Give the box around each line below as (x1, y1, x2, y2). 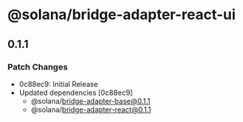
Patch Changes (7, 61, 69, 73)
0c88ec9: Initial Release (18, 79, 99, 89)
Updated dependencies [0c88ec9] (18, 88, 133, 97)
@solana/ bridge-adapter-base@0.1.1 (30, 96, 151, 105)
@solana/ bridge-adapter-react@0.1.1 (30, 104, 151, 114)
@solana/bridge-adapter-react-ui (7, 6, 236, 24)
